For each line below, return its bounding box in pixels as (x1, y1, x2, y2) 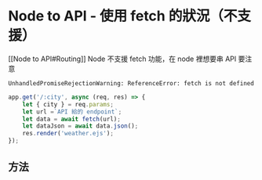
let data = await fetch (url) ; (22, 115, 122, 123)
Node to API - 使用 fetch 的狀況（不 (8, 7, 238, 25)
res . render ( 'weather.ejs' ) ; (22, 130, 114, 138)
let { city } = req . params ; (22, 100, 114, 108)
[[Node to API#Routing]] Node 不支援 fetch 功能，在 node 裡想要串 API (8, 54, 237, 63)
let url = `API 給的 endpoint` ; (22, 107, 122, 116)
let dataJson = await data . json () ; (22, 122, 139, 130)
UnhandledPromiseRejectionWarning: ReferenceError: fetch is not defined (8, 79, 255, 87)
